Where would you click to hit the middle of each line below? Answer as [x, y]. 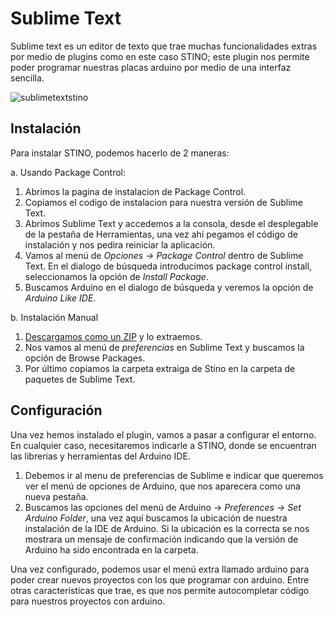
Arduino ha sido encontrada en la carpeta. [111, 549]
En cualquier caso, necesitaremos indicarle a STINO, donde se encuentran [163, 445]
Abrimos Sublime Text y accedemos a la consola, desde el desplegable [171, 223]
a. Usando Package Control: [68, 172]
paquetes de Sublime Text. [80, 379]
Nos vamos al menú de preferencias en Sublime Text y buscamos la [164, 347]
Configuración [56, 410]
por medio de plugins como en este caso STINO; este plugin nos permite [160, 56]
